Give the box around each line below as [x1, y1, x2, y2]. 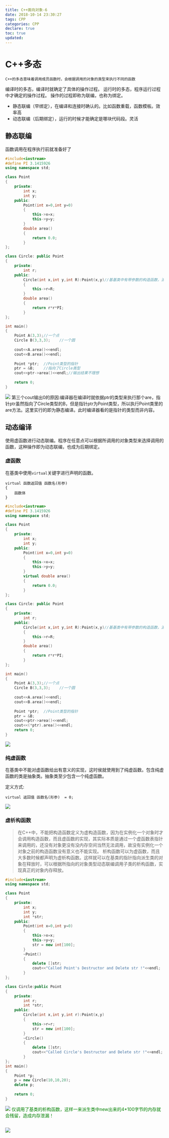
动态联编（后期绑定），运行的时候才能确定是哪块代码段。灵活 [12, 115, 138, 121]
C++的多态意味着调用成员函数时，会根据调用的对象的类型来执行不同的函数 [5, 77, 136, 82]
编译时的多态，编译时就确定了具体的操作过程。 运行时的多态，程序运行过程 [5, 86, 161, 92]
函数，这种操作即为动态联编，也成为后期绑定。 [5, 443, 102, 449]
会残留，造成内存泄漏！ [5, 1112, 54, 1118]
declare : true [5, 26, 35, 31]
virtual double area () [23, 574, 71, 579]
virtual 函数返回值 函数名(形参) [5, 481, 68, 486]
